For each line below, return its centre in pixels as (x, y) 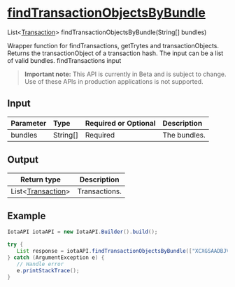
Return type (40, 179)
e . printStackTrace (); (48, 270)
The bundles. (184, 135)
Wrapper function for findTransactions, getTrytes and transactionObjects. (113, 45)
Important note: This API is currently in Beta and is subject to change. (125, 74)
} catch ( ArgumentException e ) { (56, 258)
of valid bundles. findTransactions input (64, 60)
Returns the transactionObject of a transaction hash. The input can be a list (115, 53)
